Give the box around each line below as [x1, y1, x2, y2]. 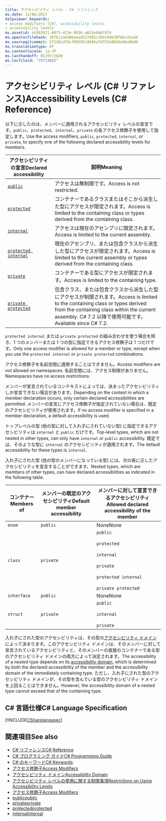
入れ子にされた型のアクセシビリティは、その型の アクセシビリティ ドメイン [5, 635, 157, 641]
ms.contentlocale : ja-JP [5, 49, 56, 54]
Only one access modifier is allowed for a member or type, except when [13, 345, 160, 352]
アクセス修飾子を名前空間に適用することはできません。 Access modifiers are [5, 361, 161, 367]
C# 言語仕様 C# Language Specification [5, 704, 127, 712]
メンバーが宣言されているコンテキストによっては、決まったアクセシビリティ [5, 383, 160, 389]
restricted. [54, 187, 79, 194]
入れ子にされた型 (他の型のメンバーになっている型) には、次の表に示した [5, 457, 154, 463]
